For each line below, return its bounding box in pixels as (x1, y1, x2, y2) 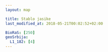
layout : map (5, 7, 30, 12)
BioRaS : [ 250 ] (5, 30, 35, 35)
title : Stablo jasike (5, 16, 51, 21)
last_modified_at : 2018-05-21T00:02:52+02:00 (5, 21, 103, 26)
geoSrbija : (5, 34, 28, 40)
